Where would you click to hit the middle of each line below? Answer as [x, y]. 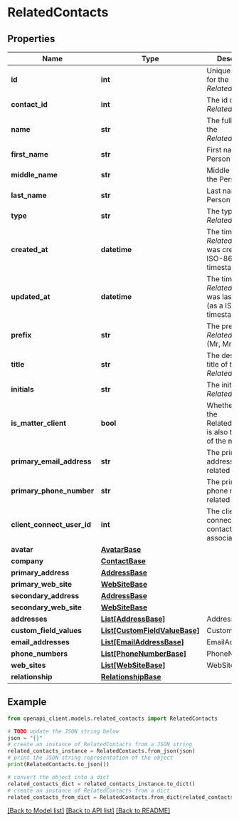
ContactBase [123, 561]
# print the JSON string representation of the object [90, 758]
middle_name [34, 175]
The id [217, 100]
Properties [31, 39]
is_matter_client [38, 423]
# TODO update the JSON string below [63, 731]
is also [217, 432]
